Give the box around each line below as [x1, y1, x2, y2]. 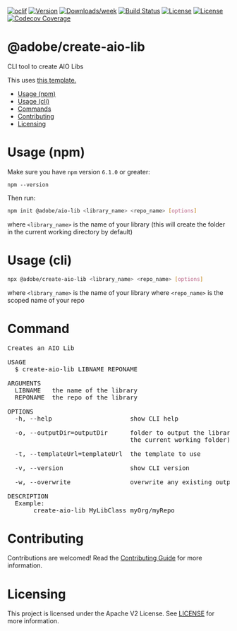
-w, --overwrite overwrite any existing [14, 478, 212, 486]
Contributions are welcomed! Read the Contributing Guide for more [7, 554, 202, 563]
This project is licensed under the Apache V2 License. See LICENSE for [7, 609, 215, 618]
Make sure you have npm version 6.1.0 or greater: [7, 167, 150, 176]
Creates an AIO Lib [7, 344, 75, 352]
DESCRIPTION [7, 492, 49, 500]
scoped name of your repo [7, 296, 85, 304]
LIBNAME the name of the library [14, 386, 138, 395]
